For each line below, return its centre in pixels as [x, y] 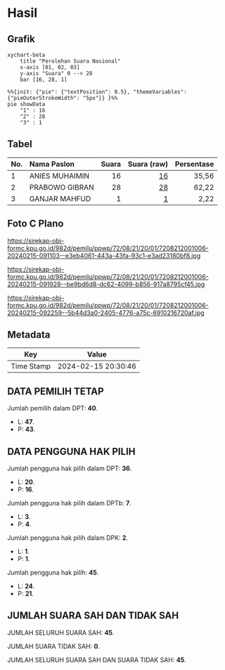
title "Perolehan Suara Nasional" [70, 61]
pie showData [26, 104]
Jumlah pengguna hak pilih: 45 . [53, 573]
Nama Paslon [52, 164]
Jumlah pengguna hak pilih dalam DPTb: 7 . [69, 503]
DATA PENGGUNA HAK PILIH [71, 451]
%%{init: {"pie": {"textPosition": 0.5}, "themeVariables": [97, 92]
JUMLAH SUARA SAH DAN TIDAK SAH [93, 616]
